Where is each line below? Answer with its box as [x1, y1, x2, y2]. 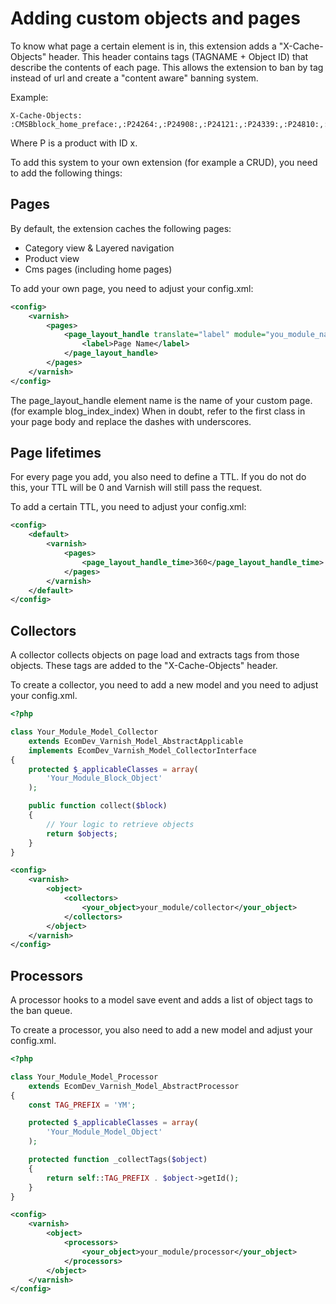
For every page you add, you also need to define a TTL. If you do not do [10, 471, 307, 483]
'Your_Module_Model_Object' [46, 1127, 163, 1137]
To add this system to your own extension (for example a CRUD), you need [10, 156, 318, 168]
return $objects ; [46, 828, 118, 839]
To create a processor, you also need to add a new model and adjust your [10, 1024, 313, 1036]
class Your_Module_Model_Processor [10, 1072, 159, 1082]
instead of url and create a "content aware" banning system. [10, 72, 259, 84]
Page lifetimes [10, 445, 102, 462]
